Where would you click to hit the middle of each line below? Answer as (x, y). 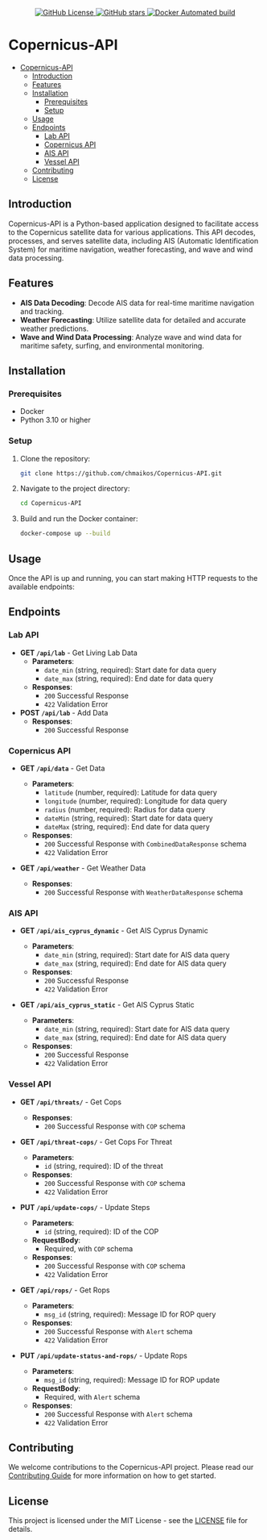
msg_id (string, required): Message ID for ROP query (130, 1314)
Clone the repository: (55, 458)
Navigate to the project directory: (75, 489)
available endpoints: (41, 586)
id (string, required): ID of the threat (103, 1166)
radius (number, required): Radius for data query (125, 809)
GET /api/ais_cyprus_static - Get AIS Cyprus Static (107, 1005)
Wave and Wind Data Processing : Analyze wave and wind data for (131, 337)
